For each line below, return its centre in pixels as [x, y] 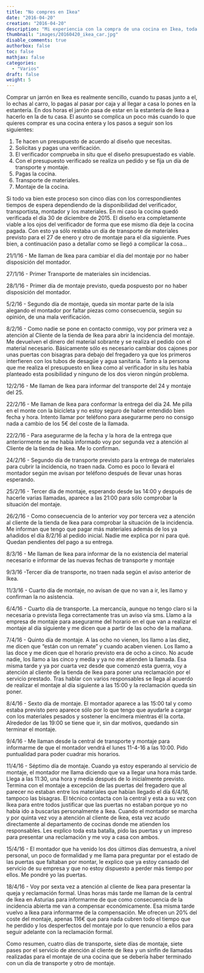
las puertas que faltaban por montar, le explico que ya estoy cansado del [98, 862]
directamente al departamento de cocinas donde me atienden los [88, 824]
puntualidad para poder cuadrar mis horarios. [63, 754]
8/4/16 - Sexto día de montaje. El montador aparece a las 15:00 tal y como [99, 704]
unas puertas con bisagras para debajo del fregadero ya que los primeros [99, 355]
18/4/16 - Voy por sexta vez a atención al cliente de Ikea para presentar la [98, 886]
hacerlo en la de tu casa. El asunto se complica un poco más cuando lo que [101, 117]
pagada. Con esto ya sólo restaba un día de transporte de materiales [92, 231]
